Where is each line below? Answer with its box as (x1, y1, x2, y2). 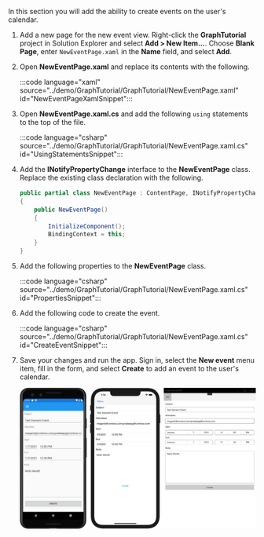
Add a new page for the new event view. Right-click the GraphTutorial (19, 31, 247, 39)
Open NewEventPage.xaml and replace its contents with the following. (19, 62, 250, 71)
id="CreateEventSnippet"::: (19, 341, 108, 349)
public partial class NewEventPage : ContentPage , (19, 189, 189, 197)
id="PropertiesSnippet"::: (19, 294, 101, 302)
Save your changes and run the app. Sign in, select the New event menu (19, 356, 255, 364)
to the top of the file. (19, 118, 86, 126)
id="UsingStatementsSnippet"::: (19, 149, 123, 159)
